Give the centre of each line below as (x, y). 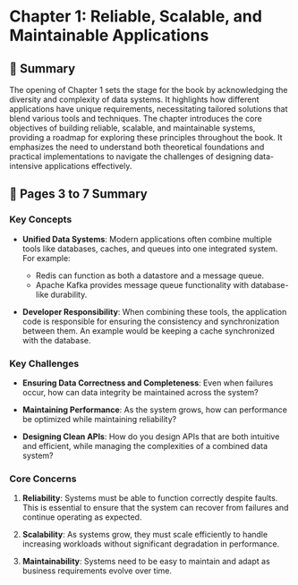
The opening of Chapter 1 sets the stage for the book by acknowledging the (149, 90)
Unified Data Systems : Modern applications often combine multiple (147, 239)
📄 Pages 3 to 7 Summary (78, 194)
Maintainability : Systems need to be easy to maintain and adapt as (146, 562)
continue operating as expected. (82, 517)
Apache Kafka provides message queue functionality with (142, 284)
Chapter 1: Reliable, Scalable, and (136, 17)
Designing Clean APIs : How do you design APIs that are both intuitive (151, 437)
